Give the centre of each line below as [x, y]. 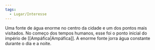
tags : [10, 9]
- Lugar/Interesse [28, 14]
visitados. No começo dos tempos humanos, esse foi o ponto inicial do [76, 33]
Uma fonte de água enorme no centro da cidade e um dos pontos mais [76, 28]
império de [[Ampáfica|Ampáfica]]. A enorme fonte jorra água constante [77, 38]
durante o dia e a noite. [28, 43]
